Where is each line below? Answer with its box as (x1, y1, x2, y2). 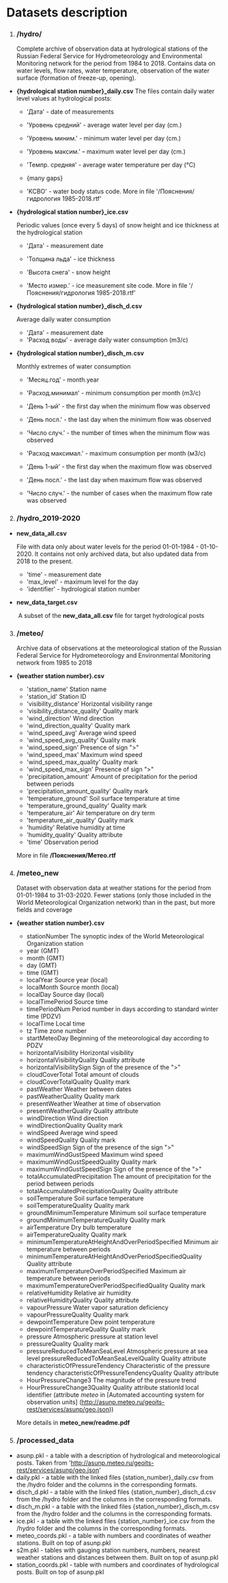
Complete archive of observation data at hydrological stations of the (16, 45, 208, 53)
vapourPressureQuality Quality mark (26, 1310, 129, 1319)
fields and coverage (16, 906, 73, 914)
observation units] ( (26, 1398, 82, 1406)
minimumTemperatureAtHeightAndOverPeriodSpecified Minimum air (26, 1238, 219, 1246)
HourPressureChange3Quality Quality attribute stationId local (26, 1384, 199, 1392)
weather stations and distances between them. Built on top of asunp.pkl (16, 1553, 219, 1561)
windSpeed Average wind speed (26, 1129, 118, 1137)
